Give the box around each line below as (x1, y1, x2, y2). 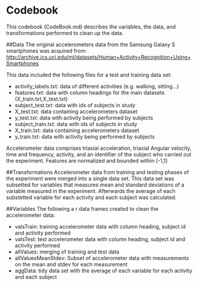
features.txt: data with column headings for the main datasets (14, 89, 165, 96)
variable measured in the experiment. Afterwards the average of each (6, 187, 176, 194)
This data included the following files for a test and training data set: (6, 71, 172, 78)
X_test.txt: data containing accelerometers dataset (14, 108, 138, 115)
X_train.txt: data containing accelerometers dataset (14, 127, 139, 134)
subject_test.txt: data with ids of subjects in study (14, 101, 136, 108)
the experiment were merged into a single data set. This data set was (6, 175, 174, 182)
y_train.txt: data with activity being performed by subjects (14, 133, 155, 140)
